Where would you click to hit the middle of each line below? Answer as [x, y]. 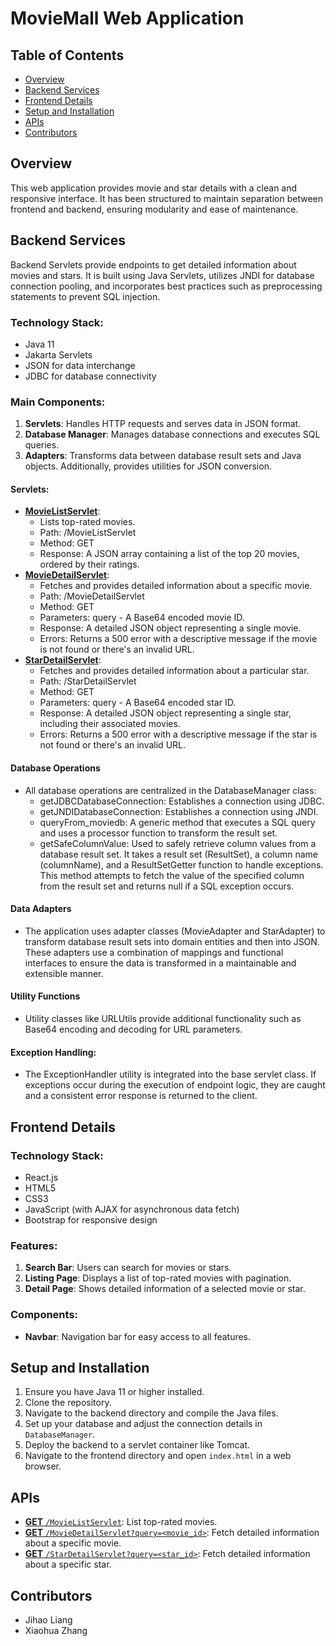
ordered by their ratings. [89, 564]
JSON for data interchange [80, 365]
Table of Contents [67, 55]
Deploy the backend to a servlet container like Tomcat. [137, 1445]
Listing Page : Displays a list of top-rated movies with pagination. [158, 1278]
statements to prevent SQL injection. [85, 296]
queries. [42, 445]
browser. [43, 1466]
